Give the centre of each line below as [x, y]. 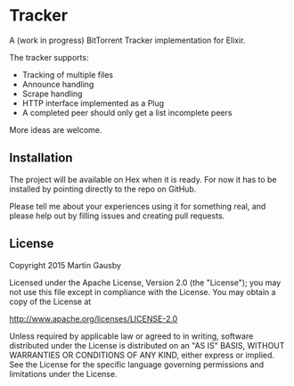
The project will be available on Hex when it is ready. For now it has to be [143, 179]
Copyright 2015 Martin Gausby [65, 265]
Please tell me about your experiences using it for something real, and [138, 206]
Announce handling [58, 84]
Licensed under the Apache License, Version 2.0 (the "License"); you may [145, 283]
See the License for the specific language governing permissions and [137, 364]
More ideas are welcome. [56, 129]
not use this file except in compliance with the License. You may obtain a [143, 292]
